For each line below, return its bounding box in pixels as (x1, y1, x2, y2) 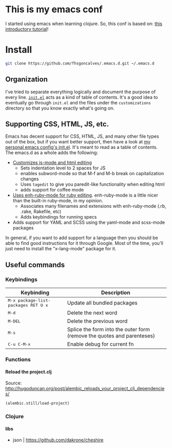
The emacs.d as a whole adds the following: (5, 150, 98, 156)
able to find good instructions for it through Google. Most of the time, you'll (5, 240, 164, 246)
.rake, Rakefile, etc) (20, 208, 61, 215)
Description (101, 289, 131, 296)
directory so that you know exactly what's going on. (5, 105, 115, 111)
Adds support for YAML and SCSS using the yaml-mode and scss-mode (12, 219, 165, 226)
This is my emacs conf (5, 4, 103, 15)
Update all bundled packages (67, 300, 138, 307)
